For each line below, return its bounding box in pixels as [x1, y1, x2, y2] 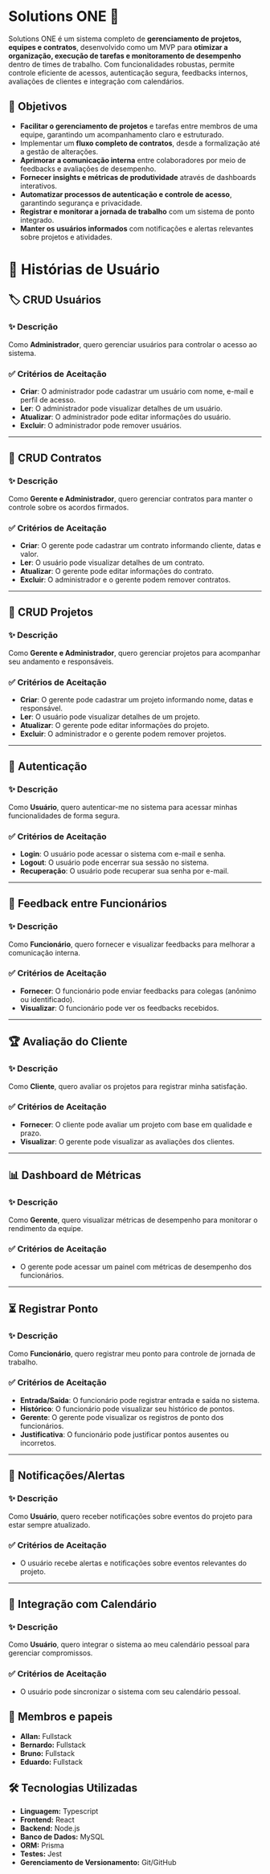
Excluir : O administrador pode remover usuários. [19, 420, 182, 430]
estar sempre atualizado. [8, 1520, 91, 1529]
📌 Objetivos [8, 100, 67, 113]
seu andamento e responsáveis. [8, 657, 114, 666]
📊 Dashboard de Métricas [8, 1168, 142, 1182]
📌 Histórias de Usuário [8, 260, 161, 278]
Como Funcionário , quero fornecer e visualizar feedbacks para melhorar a [8, 939, 256, 949]
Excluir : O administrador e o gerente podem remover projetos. [19, 729, 227, 739]
